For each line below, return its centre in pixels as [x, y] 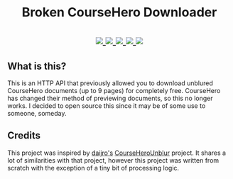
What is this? [37, 66]
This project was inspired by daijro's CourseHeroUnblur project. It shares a [116, 153]
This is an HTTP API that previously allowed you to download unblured [110, 83]
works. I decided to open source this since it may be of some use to [107, 106]
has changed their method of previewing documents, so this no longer [110, 98]
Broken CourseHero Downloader [119, 12]
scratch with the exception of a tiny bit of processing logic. [93, 168]
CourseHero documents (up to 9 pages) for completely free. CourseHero [114, 91]
